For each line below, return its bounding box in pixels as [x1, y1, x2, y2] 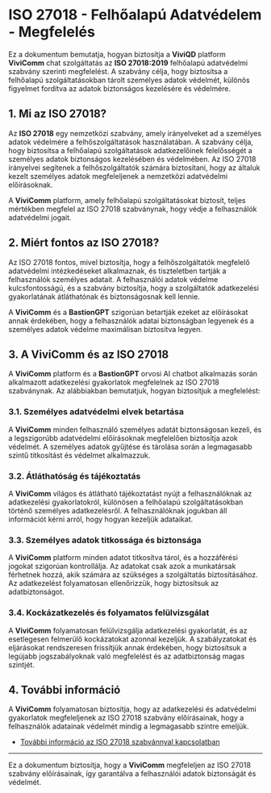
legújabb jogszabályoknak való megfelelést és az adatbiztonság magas [8, 651, 245, 661]
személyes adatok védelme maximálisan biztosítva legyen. [8, 324, 203, 334]
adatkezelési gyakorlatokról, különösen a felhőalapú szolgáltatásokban [8, 497, 244, 507]
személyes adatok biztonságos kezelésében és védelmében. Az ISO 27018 [8, 154, 256, 164]
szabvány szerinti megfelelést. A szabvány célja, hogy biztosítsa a [8, 66, 228, 76]
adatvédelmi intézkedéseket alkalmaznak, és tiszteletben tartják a [8, 266, 227, 276]
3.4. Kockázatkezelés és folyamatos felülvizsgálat [8, 607, 210, 618]
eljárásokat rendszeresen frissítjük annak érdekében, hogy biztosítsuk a [8, 642, 248, 652]
